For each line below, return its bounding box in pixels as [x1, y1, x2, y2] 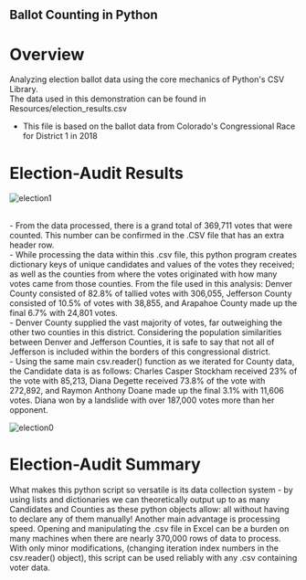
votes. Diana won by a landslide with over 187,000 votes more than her [9, 395, 275, 406]
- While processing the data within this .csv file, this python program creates [9, 249, 298, 260]
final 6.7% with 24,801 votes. [9, 308, 119, 319]
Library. [9, 84, 38, 95]
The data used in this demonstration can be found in [9, 93, 206, 104]
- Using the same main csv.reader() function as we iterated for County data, [9, 356, 295, 367]
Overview [9, 44, 85, 65]
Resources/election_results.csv [9, 103, 128, 114]
